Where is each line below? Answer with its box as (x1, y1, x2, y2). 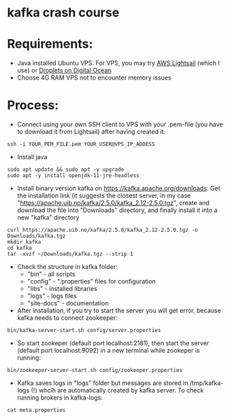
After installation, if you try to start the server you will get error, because (16, 307, 222, 315)
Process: (7, 97, 59, 113)
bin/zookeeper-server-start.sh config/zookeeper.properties (7, 367, 183, 374)
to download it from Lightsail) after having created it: (16, 128, 166, 136)
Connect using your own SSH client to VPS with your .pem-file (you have (16, 120, 223, 128)
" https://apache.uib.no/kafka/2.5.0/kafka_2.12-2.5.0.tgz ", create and (16, 199, 210, 207)
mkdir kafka (7, 239, 41, 246)
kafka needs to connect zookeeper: (16, 314, 118, 322)
